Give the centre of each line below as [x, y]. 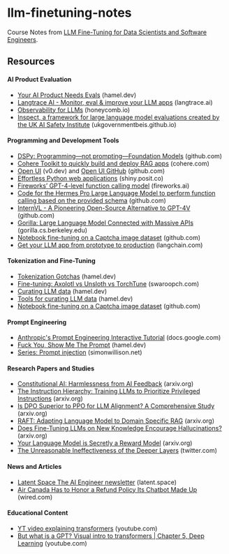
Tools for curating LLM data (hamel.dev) [75, 299]
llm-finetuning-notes [69, 13]
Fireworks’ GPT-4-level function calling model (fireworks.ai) [103, 186]
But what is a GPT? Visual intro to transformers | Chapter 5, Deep [111, 536]
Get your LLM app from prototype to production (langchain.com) [110, 245]
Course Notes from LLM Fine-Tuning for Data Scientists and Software [107, 32]
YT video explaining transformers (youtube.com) [87, 528]
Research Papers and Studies [51, 368]
